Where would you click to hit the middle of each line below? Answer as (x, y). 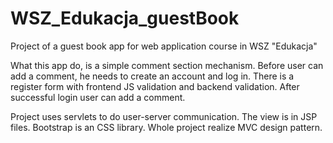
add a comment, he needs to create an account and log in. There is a (152, 76)
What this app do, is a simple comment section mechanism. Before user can (167, 65)
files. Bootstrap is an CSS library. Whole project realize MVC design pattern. (166, 127)
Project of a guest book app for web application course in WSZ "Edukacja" (164, 46)
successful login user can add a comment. (98, 97)
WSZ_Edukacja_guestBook (125, 18)
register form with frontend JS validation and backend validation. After (155, 86)
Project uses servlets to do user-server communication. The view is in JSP (164, 116)
